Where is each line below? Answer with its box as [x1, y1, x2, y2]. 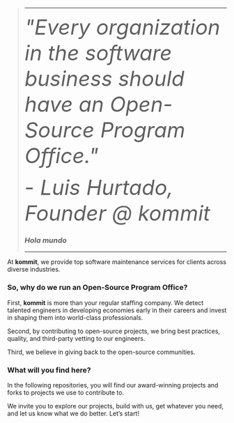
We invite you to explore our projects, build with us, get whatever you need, [7, 401, 224, 410]
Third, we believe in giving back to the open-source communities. [7, 348, 196, 356]
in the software [24, 40, 173, 66]
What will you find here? [7, 365, 91, 375]
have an [24, 91, 104, 117]
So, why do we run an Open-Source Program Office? [7, 283, 188, 293]
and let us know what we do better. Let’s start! [7, 409, 139, 417]
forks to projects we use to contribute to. [7, 388, 124, 397]
